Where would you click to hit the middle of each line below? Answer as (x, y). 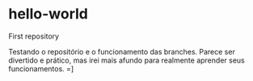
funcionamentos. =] (41, 68)
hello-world (48, 14)
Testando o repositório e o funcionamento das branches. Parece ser (122, 51)
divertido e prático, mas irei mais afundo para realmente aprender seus (126, 60)
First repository (34, 36)
